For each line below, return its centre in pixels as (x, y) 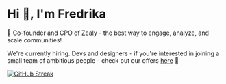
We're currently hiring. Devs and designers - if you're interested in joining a (113, 53)
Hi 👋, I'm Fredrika (56, 14)
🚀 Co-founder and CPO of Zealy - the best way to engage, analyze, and (108, 33)
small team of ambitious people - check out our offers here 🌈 (93, 60)
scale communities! (35, 40)
